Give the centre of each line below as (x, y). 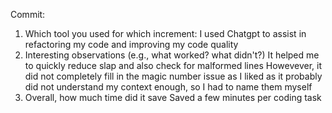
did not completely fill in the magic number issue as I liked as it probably (173, 76)
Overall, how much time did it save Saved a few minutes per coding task (173, 97)
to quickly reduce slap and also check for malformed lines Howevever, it (173, 65)
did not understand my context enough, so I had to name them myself (168, 87)
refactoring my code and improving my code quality (131, 44)
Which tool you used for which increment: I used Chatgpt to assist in (165, 33)
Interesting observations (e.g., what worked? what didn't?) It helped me (172, 55)
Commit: (28, 14)
